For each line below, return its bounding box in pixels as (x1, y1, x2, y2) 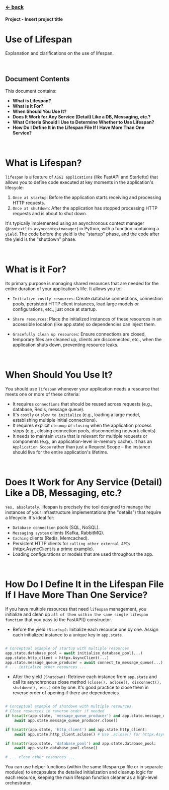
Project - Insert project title (5, 16, 63, 22)
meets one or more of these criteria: (5, 391, 80, 398)
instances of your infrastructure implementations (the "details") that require (5, 509, 161, 515)
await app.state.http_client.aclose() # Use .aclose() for (14, 732, 141, 737)
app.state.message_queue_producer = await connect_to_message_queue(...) (5, 660, 163, 665)
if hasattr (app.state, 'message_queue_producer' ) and (5, 713, 121, 718)
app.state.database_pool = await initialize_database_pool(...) (5, 650, 143, 655)
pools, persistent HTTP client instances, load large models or (12, 301, 139, 307)
